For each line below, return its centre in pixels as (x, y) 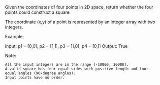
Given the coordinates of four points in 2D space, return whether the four (79, 7)
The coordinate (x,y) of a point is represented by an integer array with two (80, 22)
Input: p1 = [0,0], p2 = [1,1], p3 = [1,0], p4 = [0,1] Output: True (66, 46)
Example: (15, 37)
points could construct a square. (38, 12)
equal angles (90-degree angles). (41, 73)
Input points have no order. (35, 78)
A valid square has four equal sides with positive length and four (77, 69)
